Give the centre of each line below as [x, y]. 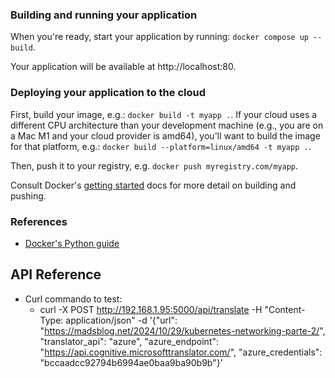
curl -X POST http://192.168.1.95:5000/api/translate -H [151, 309]
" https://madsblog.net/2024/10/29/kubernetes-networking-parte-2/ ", [182, 330]
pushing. [28, 195]
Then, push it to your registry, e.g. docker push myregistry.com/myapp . [154, 165]
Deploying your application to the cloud [108, 93]
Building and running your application [104, 15]
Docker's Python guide [72, 243]
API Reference [56, 274]
